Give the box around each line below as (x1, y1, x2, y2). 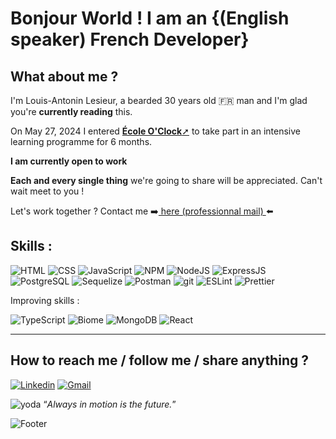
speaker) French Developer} (10, 28, 250, 51)
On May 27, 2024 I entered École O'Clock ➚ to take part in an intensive (10, 125, 301, 137)
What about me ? (10, 68, 119, 85)
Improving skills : (10, 294, 80, 306)
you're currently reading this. (10, 106, 133, 117)
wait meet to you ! (10, 185, 85, 197)
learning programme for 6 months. (10, 136, 153, 147)
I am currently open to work (10, 155, 128, 167)
